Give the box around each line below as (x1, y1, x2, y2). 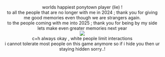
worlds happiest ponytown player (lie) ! (42, 4, 123, 10)
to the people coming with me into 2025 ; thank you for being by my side (7, 20, 157, 26)
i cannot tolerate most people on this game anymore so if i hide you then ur (5, 41, 160, 47)
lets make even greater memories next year (37, 25, 127, 31)
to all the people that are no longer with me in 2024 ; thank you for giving (7, 9, 158, 15)
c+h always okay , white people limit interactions (32, 36, 132, 41)
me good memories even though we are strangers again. (24, 15, 141, 20)
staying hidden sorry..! (59, 46, 106, 52)
